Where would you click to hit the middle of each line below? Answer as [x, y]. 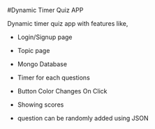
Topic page [34, 51]
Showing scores [40, 105]
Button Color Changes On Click [62, 91]
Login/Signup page [45, 37]
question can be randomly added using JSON [83, 118]
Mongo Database [42, 64]
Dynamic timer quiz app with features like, [68, 23]
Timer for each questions [54, 77]
